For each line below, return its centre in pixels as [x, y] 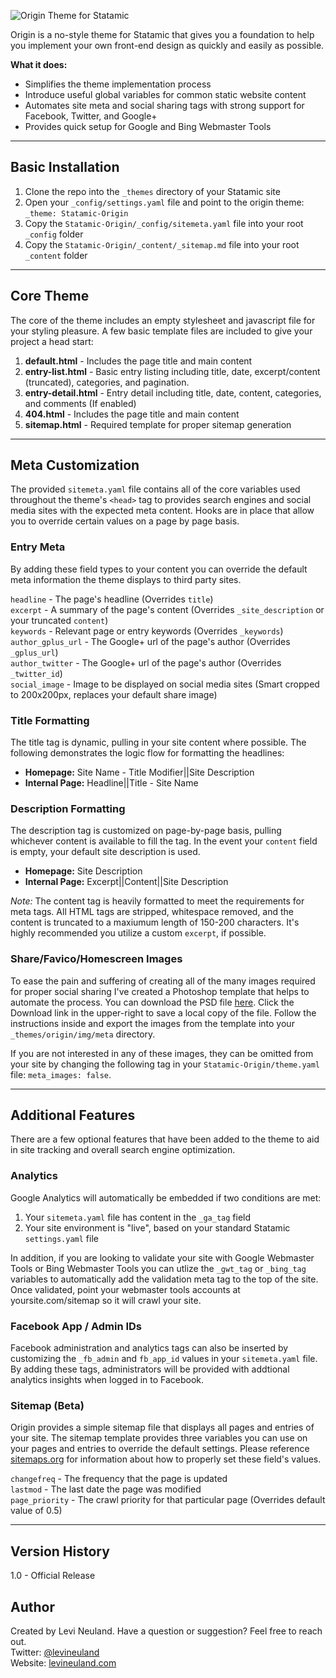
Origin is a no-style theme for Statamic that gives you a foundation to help [162, 34]
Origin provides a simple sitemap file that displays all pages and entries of [162, 1427]
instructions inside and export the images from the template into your [152, 1023]
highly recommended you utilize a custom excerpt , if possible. [138, 933]
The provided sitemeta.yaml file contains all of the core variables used [155, 489]
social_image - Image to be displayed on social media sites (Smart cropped [165, 684]
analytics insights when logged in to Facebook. [107, 1380]
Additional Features [73, 1115]
